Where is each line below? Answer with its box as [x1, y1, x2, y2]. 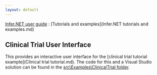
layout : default [5, 7, 39, 12]
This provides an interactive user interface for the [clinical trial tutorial [5, 54, 148, 60]
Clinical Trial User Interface [5, 41, 92, 49]
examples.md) [5, 26, 35, 32]
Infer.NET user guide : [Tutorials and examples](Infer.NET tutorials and [5, 21, 149, 27]
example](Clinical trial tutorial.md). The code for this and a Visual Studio [5, 59, 152, 65]
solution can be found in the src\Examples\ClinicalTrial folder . [5, 64, 130, 70]
